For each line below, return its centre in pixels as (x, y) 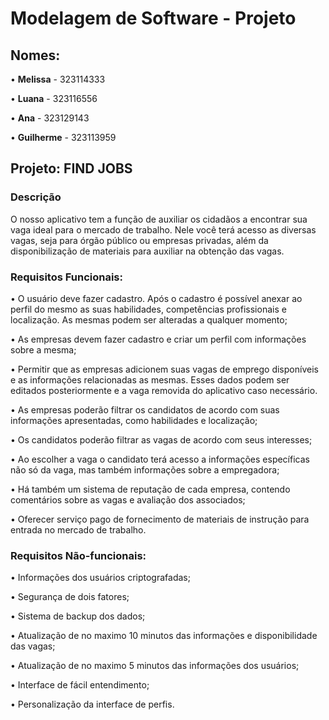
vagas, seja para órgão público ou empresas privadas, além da (139, 240)
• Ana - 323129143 (50, 118)
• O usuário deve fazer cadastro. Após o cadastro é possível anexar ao (156, 298)
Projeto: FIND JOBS (71, 168)
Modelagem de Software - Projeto (153, 18)
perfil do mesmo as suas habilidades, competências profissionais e (148, 309)
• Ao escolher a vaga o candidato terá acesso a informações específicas (160, 459)
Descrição (36, 197)
